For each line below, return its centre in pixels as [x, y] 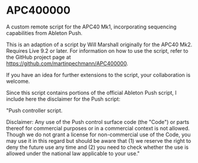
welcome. [18, 81]
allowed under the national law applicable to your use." [73, 153]
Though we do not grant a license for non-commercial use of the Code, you [98, 135]
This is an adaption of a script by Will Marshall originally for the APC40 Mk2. [99, 44]
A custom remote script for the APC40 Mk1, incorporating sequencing [91, 27]
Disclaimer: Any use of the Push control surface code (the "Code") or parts [98, 122]
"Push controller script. [34, 110]
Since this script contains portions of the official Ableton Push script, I [91, 92]
